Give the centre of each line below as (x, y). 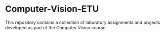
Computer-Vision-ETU (52, 9)
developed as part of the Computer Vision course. (56, 27)
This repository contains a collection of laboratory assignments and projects (83, 22)
